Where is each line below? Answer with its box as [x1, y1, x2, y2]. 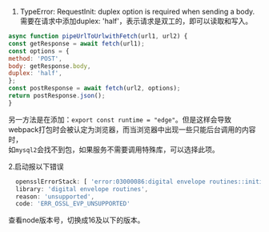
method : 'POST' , [8, 54, 62, 62]
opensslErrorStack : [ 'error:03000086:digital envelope [15, 178, 206, 186]
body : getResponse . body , [8, 62, 91, 70]
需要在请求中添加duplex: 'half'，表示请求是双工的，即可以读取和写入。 [19, 16, 253, 26]
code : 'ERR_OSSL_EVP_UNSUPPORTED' [15, 200, 130, 208]
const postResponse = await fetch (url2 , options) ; [8, 84, 181, 93]
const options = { [8, 47, 70, 55]
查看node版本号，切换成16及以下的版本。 [8, 215, 145, 225]
